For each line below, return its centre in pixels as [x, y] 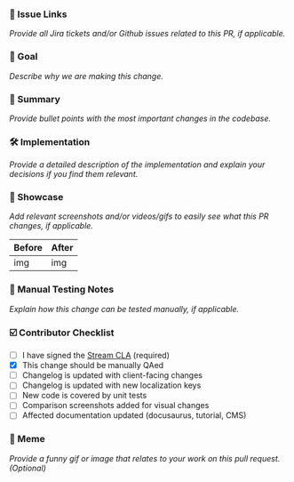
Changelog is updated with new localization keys [111, 385]
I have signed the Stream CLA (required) [96, 356]
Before [28, 248]
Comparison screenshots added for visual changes [115, 406]
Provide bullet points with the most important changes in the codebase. [140, 118]
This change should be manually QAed [93, 366]
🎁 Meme [28, 439]
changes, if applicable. [51, 226]
